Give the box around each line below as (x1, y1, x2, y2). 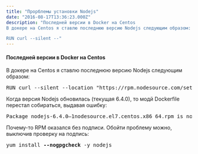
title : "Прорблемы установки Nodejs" (6, 8, 99, 15)
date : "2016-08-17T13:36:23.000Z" (6, 14, 91, 20)
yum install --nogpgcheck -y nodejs (6, 142, 112, 149)
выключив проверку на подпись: (6, 130, 90, 138)
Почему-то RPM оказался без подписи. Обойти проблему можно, (6, 124, 172, 131)
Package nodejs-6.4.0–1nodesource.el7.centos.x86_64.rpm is (6, 113, 184, 120)
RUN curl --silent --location (6, 85, 94, 91)
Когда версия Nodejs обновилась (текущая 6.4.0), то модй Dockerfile (6, 95, 180, 103)
